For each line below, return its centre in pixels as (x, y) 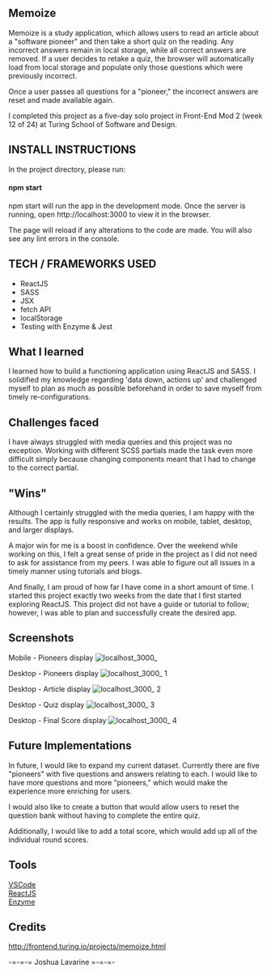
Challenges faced (54, 423)
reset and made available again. (61, 99)
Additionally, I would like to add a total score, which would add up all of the (133, 831)
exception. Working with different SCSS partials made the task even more (131, 451)
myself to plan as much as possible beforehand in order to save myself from (135, 388)
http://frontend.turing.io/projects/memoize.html (87, 946)
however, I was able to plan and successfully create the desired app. (123, 613)
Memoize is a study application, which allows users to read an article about (133, 32)
